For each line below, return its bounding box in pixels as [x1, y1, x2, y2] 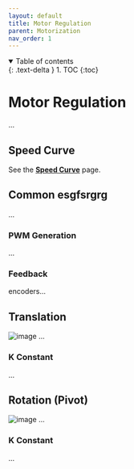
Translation [8, 310, 67, 324]
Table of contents [15, 57, 74, 66]
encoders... [8, 287, 47, 296]
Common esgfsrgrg [8, 188, 108, 202]
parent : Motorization [8, 27, 81, 35]
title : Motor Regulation [8, 19, 91, 27]
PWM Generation [8, 229, 77, 241]
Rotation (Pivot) [8, 393, 88, 407]
